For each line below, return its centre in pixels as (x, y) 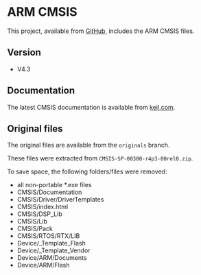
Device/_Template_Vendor (54, 250)
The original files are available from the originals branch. (88, 145)
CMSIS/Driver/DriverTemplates (60, 200)
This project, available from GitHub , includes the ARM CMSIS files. (101, 31)
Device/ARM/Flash (43, 265)
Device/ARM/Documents (52, 258)
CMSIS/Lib (32, 222)
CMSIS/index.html (43, 207)
